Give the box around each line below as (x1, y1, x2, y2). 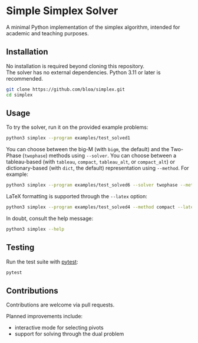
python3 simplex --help (6, 226, 65, 232)
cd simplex (6, 92, 33, 98)
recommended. (6, 75, 43, 82)
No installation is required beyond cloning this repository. (6, 62, 145, 69)
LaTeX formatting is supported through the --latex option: (6, 193, 147, 200)
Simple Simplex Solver (6, 4, 118, 18)
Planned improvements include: (6, 313, 83, 320)
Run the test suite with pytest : (6, 258, 78, 265)
